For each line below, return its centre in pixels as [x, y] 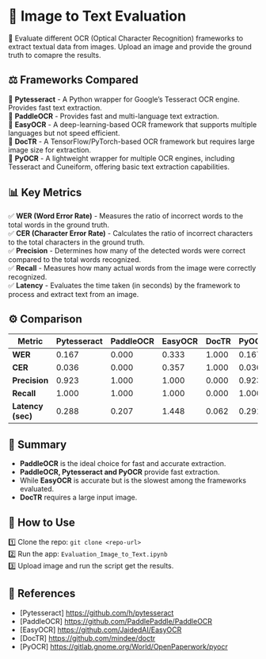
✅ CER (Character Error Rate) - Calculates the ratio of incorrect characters [131, 233]
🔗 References [42, 593]
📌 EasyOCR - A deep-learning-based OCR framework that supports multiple [133, 124]
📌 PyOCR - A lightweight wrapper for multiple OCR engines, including [122, 158]
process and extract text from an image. [74, 294]
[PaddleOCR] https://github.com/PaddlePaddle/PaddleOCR [116, 621]
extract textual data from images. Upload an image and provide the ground [130, 46]
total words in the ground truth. [59, 225]
